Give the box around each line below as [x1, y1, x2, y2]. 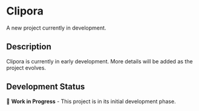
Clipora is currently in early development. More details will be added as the [6, 57, 193, 65]
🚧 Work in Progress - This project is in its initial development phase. [6, 98, 177, 105]
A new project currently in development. [6, 24, 106, 31]
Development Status [6, 81, 85, 92]
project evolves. [6, 64, 47, 71]
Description [6, 42, 51, 52]
